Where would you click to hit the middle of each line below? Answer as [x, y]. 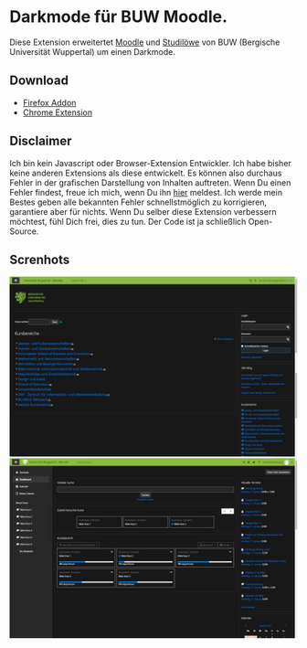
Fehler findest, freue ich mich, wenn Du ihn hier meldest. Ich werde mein [146, 192]
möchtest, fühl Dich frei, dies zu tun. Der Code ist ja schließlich [128, 221]
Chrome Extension [58, 112]
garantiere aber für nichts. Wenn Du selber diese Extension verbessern [143, 211]
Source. [24, 231]
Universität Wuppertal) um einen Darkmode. [92, 51]
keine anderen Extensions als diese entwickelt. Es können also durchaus [146, 173]
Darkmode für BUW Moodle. [119, 17]
